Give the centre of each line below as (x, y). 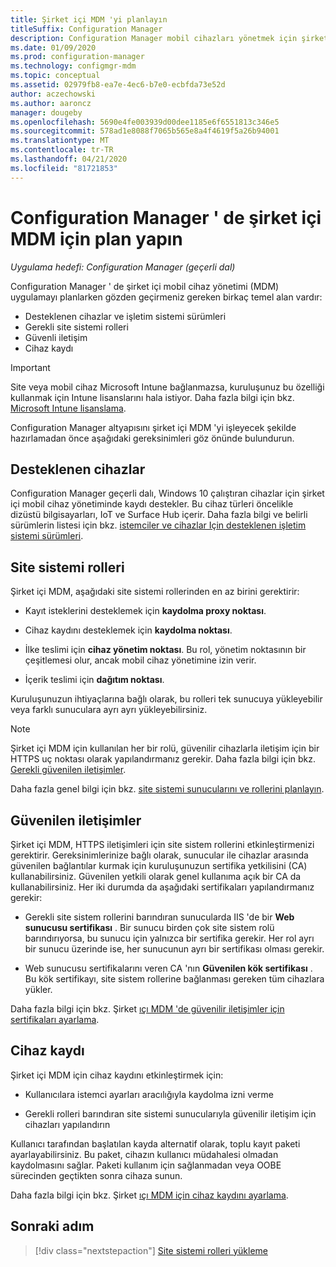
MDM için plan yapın (96, 238)
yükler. (38, 989)
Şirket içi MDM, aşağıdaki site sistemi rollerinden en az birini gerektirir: (155, 592)
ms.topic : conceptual (55, 76)
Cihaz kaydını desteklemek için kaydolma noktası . (128, 630)
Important (30, 367)
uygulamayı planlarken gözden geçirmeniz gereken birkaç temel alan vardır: (166, 297)
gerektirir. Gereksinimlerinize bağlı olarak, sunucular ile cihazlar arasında (159, 855)
